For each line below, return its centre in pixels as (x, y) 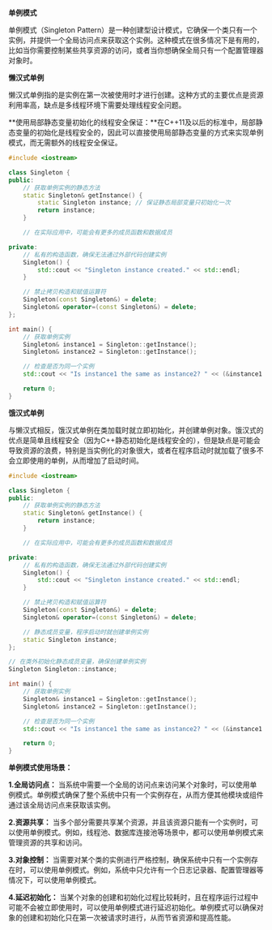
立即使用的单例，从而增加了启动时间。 (79, 460)
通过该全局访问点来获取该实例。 (62, 805)
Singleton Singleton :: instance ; (63, 670)
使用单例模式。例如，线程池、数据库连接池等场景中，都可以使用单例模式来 (139, 833)
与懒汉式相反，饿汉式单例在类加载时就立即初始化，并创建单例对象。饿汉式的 (136, 430)
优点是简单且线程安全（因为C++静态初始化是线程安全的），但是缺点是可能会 (134, 440)
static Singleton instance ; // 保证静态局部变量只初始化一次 (134, 203)
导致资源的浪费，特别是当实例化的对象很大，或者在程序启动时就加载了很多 (132, 450)
